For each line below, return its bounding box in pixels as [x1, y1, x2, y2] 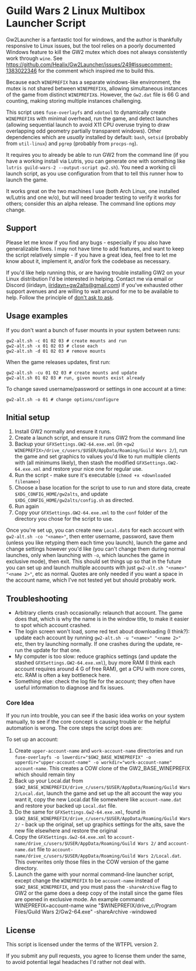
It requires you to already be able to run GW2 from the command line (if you [6, 151, 189, 158]
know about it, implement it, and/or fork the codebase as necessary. [6, 257, 171, 265]
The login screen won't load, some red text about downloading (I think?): [14, 628, 190, 635]
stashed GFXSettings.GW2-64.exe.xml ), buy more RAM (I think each [14, 659, 176, 666]
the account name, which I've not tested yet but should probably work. [6, 576, 177, 584]
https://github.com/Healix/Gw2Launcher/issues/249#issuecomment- [6, 60, 173, 68]
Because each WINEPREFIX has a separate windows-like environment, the [6, 78, 181, 86]
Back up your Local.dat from [14, 777, 84, 784]
